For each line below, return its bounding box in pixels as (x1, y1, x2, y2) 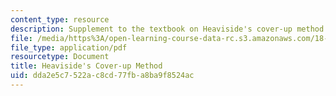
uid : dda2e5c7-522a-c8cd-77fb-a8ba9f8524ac (10, 71, 195, 81)
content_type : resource (10, 14, 110, 25)
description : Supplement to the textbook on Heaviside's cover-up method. (10, 24, 329, 34)
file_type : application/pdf (10, 42, 128, 53)
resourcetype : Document (10, 52, 110, 62)
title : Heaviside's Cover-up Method (10, 61, 163, 71)
